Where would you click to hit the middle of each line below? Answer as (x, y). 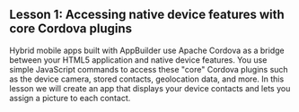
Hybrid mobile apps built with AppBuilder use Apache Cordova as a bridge (147, 50)
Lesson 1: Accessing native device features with (147, 15)
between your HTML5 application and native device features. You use (138, 60)
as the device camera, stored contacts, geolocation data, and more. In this (147, 79)
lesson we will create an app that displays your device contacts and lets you (150, 88)
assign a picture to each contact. (70, 98)
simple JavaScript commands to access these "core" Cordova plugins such (149, 69)
